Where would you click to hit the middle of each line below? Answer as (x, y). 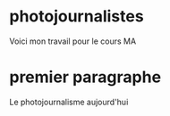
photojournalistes (77, 17)
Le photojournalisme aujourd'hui (69, 102)
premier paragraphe (85, 77)
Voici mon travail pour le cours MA (73, 41)
